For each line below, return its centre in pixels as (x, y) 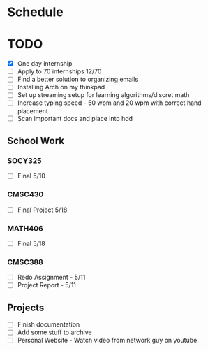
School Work (36, 141)
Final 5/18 (31, 243)
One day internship (45, 64)
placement (33, 111)
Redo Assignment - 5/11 (51, 278)
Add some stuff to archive (54, 332)
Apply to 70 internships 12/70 (59, 71)
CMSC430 (25, 194)
